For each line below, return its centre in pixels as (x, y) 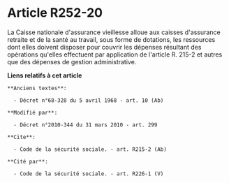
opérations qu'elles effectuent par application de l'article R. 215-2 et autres (115, 54)
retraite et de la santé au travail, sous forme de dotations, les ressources (111, 39)
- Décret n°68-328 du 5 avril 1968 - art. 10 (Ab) (89, 100)
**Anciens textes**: (37, 88)
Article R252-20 (55, 13)
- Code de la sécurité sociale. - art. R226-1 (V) (89, 174)
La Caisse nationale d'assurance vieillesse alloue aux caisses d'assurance (114, 32)
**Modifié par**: (32, 112)
